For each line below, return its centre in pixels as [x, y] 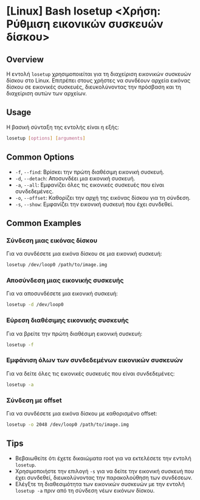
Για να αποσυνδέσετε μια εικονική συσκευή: [62, 293]
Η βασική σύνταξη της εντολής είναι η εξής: [63, 127]
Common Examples [44, 223]
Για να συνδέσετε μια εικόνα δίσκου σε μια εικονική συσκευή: [84, 254]
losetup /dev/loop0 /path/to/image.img [57, 265]
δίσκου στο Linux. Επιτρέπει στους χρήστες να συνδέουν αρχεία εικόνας [98, 80]
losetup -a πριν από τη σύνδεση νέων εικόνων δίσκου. [85, 490]
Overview [25, 59]
